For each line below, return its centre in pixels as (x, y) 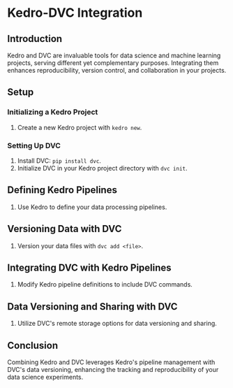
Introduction (35, 39)
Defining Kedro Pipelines (62, 190)
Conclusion (33, 345)
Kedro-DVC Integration (75, 13)
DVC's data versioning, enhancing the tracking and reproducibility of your (113, 370)
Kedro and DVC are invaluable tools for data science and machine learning (114, 55)
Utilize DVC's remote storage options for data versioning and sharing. (117, 324)
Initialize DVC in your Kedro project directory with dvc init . (102, 168)
